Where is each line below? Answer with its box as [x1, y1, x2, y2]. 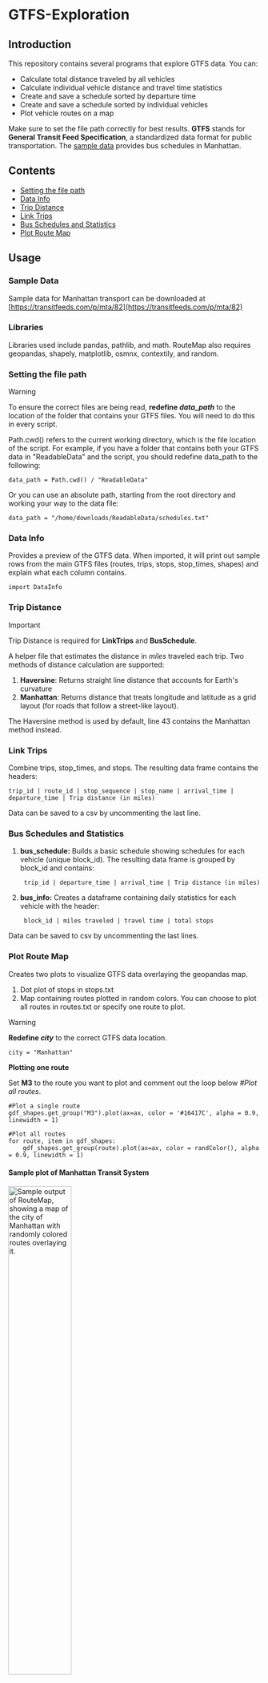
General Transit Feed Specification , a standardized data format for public [8, 132, 253, 142]
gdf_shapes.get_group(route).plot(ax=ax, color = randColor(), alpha [22, 1144, 260, 1152]
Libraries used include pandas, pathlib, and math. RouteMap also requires [8, 340, 251, 349]
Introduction [8, 38, 72, 51]
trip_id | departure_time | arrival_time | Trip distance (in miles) [23, 879, 261, 887]
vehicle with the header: [19, 902, 100, 911]
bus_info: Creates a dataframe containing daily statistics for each [19, 893, 237, 902]
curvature [19, 684, 53, 693]
